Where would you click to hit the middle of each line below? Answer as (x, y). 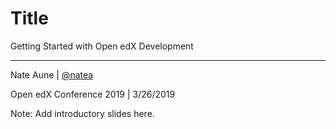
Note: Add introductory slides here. (82, 113)
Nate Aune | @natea (52, 74)
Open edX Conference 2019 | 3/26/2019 (93, 94)
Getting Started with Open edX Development (102, 46)
